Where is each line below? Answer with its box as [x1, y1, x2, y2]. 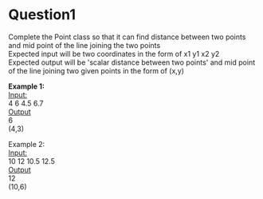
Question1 [8, 6, 76, 24]
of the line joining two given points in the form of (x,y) [8, 66, 185, 75]
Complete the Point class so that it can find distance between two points [8, 32, 246, 42]
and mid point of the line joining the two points [8, 40, 161, 50]
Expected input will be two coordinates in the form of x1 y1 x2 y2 [8, 49, 220, 58]
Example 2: [8, 139, 45, 149]
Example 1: [8, 82, 45, 91]
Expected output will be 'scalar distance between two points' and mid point [8, 58, 256, 67]
